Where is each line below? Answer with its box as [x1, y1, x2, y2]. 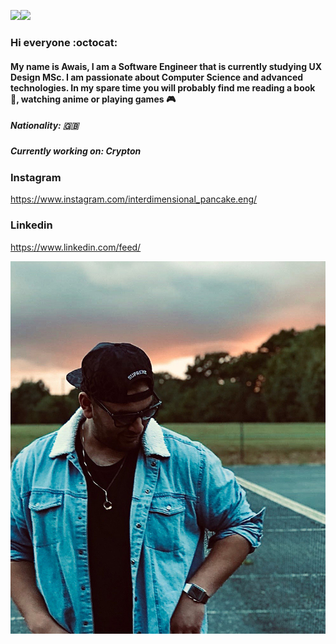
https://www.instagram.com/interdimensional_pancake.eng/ [10, 193, 258, 205]
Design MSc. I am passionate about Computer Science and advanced [10, 71, 304, 83]
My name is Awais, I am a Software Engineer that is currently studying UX [10, 60, 322, 72]
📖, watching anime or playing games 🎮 [10, 93, 177, 105]
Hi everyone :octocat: [10, 35, 118, 49]
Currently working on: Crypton [10, 145, 142, 157]
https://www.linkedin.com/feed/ [10, 241, 142, 253]
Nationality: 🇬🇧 [10, 120, 79, 132]
